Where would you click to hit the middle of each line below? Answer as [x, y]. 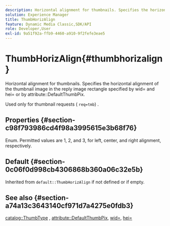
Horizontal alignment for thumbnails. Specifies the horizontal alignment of [82, 83]
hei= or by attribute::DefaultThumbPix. [45, 94]
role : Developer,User [28, 29]
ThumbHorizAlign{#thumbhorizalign [84, 59]
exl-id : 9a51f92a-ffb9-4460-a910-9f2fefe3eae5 [55, 34]
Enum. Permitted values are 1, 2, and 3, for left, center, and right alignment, [83, 140]
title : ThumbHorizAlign [30, 19]
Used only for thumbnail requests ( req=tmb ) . [52, 104]
